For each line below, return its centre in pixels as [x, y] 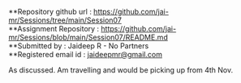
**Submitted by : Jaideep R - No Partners [79, 46]
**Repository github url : [50, 12]
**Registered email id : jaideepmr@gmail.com [85, 54]
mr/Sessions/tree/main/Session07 [65, 20]
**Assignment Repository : [54, 29]
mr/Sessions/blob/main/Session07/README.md [88, 37]
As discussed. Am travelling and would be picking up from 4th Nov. [121, 70]
